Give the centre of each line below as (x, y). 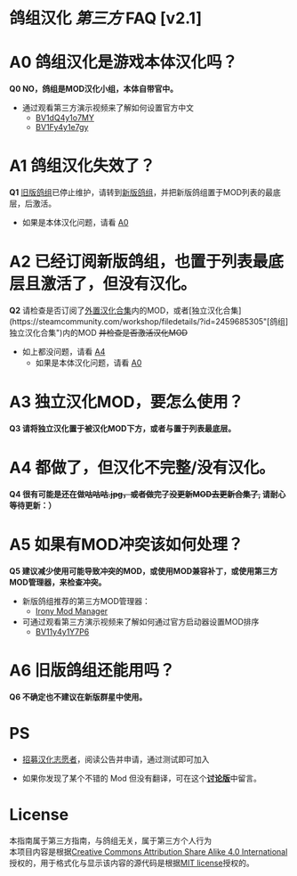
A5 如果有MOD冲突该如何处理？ (126, 545)
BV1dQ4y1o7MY (65, 118)
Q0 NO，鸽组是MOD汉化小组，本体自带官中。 (94, 89)
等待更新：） (32, 505)
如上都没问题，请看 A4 (64, 352)
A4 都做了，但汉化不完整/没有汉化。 (142, 468)
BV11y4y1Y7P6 (62, 631)
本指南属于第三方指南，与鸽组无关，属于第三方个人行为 (110, 840)
